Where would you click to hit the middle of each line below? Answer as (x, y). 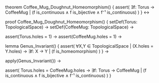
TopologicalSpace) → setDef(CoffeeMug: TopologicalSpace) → (70, 27)
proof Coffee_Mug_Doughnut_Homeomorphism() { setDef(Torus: (71, 22)
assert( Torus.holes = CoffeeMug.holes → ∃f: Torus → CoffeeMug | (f (76, 70)
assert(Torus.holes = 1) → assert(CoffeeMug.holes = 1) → (64, 37)
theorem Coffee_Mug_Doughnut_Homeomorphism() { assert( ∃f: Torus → (80, 7)
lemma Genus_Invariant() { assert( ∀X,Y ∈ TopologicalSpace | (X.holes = (79, 46)
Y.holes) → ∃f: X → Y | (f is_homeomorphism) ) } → (57, 51)
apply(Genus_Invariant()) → (33, 61)
